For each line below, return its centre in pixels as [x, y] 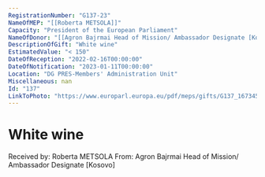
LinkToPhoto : [30, 96]
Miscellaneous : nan [40, 81]
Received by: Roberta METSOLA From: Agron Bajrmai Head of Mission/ [123, 157]
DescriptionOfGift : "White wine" [63, 45]
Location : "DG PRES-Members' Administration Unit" [93, 74]
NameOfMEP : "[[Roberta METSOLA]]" [65, 23]
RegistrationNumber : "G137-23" [60, 15]
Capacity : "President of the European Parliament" [93, 30]
